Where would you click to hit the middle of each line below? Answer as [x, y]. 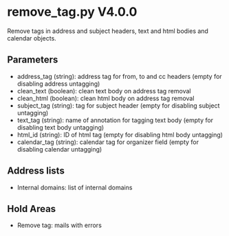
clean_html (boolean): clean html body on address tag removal [106, 98]
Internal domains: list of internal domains [75, 187]
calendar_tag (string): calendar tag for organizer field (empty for [108, 142]
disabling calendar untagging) [59, 149]
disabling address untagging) [58, 84]
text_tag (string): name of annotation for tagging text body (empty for [115, 120]
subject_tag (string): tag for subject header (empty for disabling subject [118, 105]
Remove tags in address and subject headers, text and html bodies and [108, 31]
